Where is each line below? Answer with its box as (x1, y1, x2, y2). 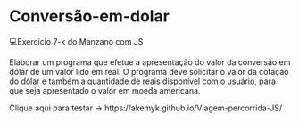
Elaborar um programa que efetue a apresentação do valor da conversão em (9, 56, 291, 68)
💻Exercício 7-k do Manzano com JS (9, 36, 144, 46)
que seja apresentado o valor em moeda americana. (9, 85, 201, 95)
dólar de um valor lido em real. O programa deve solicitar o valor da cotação (9, 66, 289, 77)
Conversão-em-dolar (9, 6, 170, 27)
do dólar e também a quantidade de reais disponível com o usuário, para (9, 76, 277, 86)
